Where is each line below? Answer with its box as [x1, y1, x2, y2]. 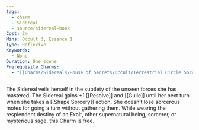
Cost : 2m [6, 31, 28, 37]
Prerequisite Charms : [6, 64, 60, 70]
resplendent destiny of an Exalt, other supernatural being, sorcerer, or [6, 111, 176, 118]
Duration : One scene [6, 58, 57, 64]
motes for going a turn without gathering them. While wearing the [6, 104, 166, 112]
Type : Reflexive [6, 42, 46, 48]
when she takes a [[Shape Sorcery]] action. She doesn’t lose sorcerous [6, 99, 181, 106]
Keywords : [6, 47, 31, 53]
